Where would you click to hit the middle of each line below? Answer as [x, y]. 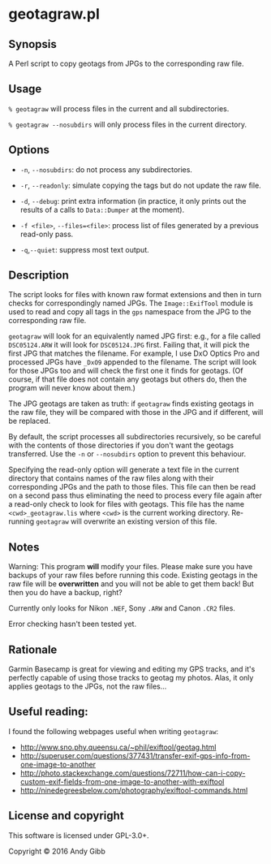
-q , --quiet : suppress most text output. [85, 249]
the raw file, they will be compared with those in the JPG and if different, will [136, 413]
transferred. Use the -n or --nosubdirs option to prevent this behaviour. [127, 454]
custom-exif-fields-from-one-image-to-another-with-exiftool [122, 781]
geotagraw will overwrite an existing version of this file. [127, 521]
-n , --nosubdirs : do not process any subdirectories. [106, 169]
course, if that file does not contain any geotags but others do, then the [128, 379]
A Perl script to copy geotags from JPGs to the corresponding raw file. [126, 63]
